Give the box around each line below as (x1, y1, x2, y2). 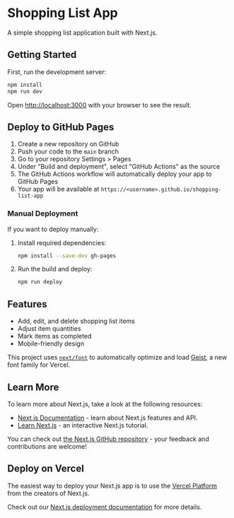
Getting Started (7, 49, 77, 61)
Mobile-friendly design (17, 339, 85, 348)
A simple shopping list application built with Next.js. (7, 28, 158, 37)
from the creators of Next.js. (7, 489, 90, 498)
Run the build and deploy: (17, 265, 93, 273)
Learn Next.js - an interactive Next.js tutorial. (17, 420, 148, 429)
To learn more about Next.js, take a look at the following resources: (7, 399, 203, 408)
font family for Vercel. (7, 360, 71, 369)
